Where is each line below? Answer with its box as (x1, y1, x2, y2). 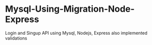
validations (5, 35, 27, 41)
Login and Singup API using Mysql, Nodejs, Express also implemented (5, 30, 148, 36)
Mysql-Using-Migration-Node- (5, 3, 135, 15)
